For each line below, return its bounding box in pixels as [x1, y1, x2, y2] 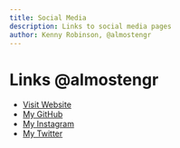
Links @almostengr [9, 69, 159, 90]
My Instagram [22, 119, 75, 130]
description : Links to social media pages [9, 22, 172, 31]
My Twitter [22, 128, 63, 139]
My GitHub [22, 109, 63, 120]
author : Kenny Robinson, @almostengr [9, 30, 152, 39]
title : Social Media [9, 13, 88, 23]
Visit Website [22, 99, 72, 110]
